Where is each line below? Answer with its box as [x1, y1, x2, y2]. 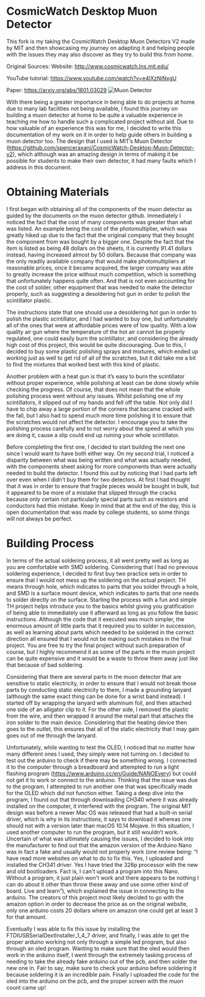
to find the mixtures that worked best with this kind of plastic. [6, 360, 161, 368]
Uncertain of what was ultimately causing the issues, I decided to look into [6, 835, 194, 842]
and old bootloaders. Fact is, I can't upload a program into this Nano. [6, 867, 179, 875]
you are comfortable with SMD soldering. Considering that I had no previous [6, 563, 198, 570]
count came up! [6, 983, 46, 991]
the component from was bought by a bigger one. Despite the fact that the [6, 238, 194, 245]
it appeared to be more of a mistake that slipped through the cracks [6, 489, 177, 496]
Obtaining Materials [6, 185, 109, 199]
